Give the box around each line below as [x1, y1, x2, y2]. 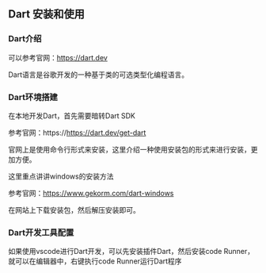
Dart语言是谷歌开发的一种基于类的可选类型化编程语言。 [8, 70, 189, 79]
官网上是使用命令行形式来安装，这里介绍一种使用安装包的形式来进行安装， [8, 144, 251, 154]
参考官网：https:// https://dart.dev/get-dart [8, 128, 146, 137]
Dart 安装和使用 [8, 7, 85, 21]
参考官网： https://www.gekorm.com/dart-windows [8, 188, 174, 198]
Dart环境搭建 [8, 91, 58, 102]
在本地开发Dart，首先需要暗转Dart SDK [8, 110, 136, 121]
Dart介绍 [8, 33, 42, 44]
